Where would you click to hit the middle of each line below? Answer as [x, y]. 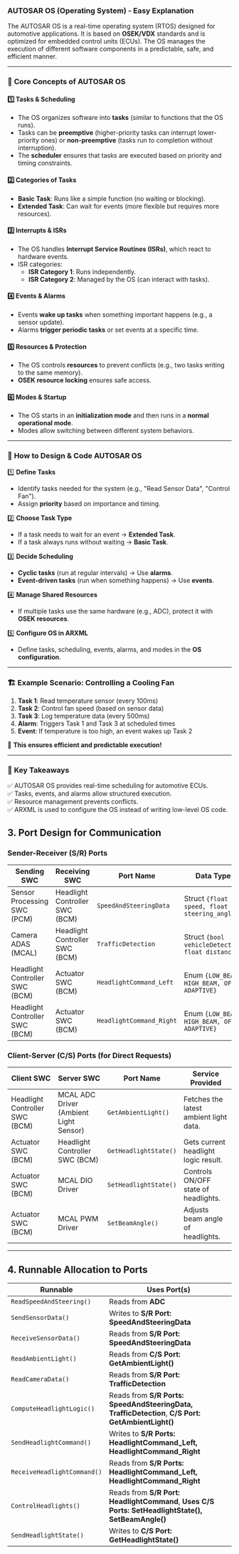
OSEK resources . [43, 619]
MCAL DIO [75, 1181]
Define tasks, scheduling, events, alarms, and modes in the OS [110, 649]
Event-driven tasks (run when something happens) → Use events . [116, 580]
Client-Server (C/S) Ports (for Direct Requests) [90, 1055]
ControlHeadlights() [46, 1506]
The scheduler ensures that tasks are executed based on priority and [119, 156]
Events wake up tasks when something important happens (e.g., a [115, 315]
